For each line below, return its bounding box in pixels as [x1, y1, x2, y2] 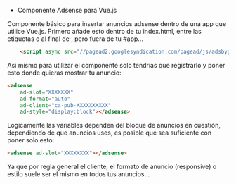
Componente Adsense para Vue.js [17, 6, 117, 14]
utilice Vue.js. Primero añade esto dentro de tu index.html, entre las [7, 27, 202, 35]
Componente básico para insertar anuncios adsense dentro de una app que [7, 20, 227, 27]
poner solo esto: [7, 136, 55, 145]
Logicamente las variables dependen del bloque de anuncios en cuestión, [7, 121, 221, 130]
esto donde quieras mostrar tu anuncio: [7, 68, 122, 77]
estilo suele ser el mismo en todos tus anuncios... [7, 170, 150, 178]
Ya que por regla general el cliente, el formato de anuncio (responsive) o [7, 162, 217, 171]
